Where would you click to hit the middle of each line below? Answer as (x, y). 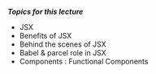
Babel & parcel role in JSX (63, 53)
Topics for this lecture (45, 12)
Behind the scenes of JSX (63, 44)
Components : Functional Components (84, 61)
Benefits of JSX (45, 36)
